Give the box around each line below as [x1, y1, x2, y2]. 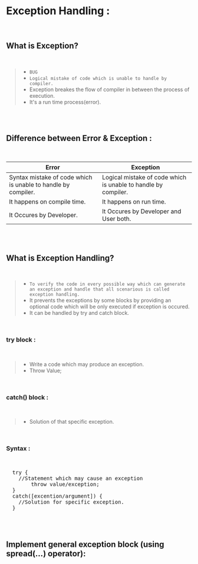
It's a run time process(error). [29, 98, 101, 105]
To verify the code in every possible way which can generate [29, 281, 186, 288]
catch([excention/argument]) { [12, 493, 103, 499]
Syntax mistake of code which [9, 173, 93, 181]
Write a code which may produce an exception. [29, 360, 144, 368]
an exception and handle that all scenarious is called [29, 286, 170, 292]
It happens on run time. [102, 197, 166, 205]
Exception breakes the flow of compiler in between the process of [29, 86, 190, 93]
